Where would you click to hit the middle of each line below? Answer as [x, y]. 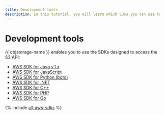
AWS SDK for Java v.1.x [36, 67]
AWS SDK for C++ [30, 88]
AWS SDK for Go [29, 98]
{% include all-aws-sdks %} [34, 108]
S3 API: [13, 57]
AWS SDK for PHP [30, 93]
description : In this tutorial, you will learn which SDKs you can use [80, 14]
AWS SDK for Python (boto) [40, 77]
